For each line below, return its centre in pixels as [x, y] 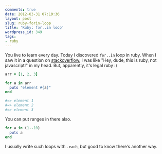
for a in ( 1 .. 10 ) [23, 128]
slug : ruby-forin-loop [28, 23]
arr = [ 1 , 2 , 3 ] [21, 74]
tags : [10, 37]
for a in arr [18, 83]
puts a [16, 132]
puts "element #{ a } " [30, 87]
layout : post [18, 18]
